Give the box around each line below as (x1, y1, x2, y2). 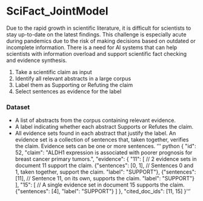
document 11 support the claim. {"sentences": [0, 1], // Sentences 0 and (15, 162, 194, 169)
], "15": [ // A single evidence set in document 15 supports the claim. (15, 181, 185, 189)
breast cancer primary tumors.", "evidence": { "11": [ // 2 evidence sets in (15, 155, 197, 163)
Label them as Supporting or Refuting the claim (15, 81, 133, 89)
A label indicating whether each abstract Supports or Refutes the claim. (15, 123, 194, 131)
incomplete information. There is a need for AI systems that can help (6, 44, 178, 51)
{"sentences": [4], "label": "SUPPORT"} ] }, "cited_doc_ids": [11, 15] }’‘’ (15, 188, 191, 195)
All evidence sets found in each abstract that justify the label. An (15, 129, 176, 137)
